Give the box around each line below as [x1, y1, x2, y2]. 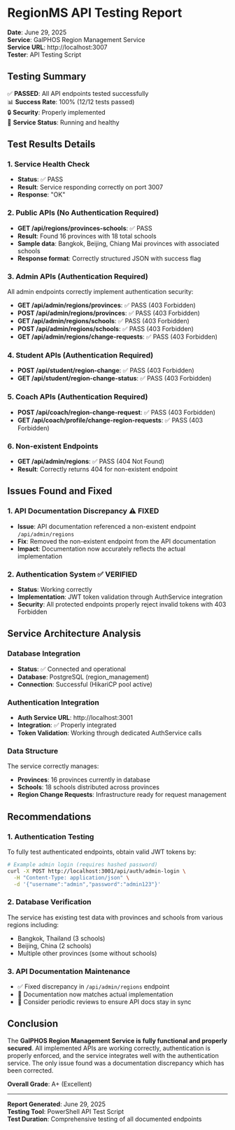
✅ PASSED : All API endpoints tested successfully [7, 89, 149, 97]
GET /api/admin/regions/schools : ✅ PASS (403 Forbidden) [17, 317, 190, 325]
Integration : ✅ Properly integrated [17, 721, 117, 729]
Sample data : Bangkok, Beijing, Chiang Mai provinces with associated [17, 239, 220, 248]
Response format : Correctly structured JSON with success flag [17, 254, 201, 262]
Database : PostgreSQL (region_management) [17, 672, 150, 681]
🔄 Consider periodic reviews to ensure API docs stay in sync [17, 997, 192, 1005]
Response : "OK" [17, 190, 66, 199]
